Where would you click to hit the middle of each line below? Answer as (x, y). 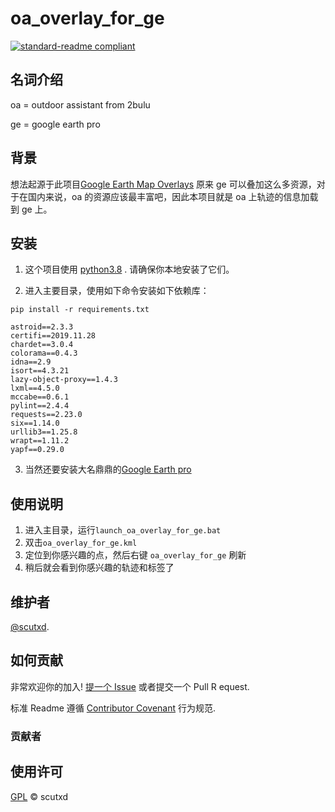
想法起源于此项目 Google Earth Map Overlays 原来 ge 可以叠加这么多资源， (163, 184)
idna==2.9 (31, 362)
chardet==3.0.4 (42, 345)
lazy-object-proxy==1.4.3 (64, 380)
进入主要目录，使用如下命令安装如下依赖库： (117, 291)
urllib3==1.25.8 (44, 432)
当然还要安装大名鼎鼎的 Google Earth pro (108, 469)
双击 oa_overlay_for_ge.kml (81, 543)
